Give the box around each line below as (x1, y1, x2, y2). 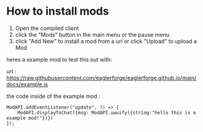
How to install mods (6, 4, 109, 18)
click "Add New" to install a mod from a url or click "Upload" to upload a (15, 37, 197, 45)
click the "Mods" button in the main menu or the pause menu (15, 31, 170, 38)
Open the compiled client (15, 24, 79, 32)
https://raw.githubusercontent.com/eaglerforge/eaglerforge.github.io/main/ (6, 74, 197, 81)
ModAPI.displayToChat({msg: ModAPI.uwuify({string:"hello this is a (17, 109, 196, 116)
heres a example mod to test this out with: (6, 56, 112, 63)
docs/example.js (6, 81, 48, 88)
